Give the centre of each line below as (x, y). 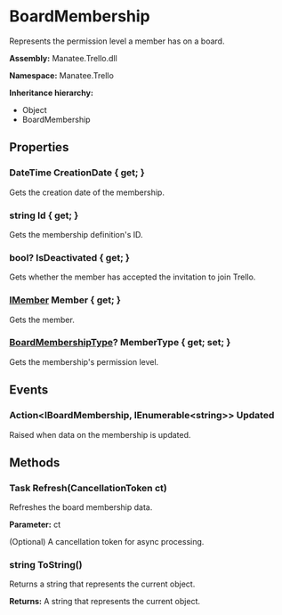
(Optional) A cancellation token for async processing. (107, 542)
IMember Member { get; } (65, 300)
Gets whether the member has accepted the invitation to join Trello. (133, 277)
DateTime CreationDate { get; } (77, 173)
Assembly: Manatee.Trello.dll (63, 58)
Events (29, 390)
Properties (39, 147)
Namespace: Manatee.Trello (61, 75)
